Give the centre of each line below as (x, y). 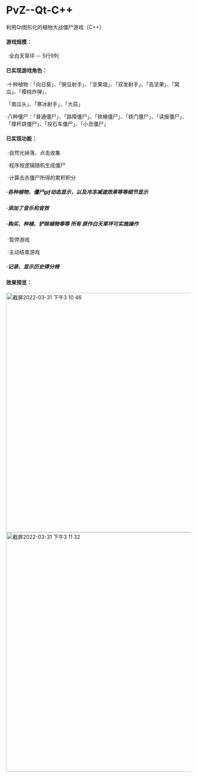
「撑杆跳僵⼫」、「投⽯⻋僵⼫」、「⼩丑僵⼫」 (57, 124)
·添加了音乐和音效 (28, 208)
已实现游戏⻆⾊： (27, 70)
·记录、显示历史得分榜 (33, 267)
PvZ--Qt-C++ (40, 10)
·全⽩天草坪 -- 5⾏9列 (33, 56)
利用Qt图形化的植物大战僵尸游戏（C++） (55, 27)
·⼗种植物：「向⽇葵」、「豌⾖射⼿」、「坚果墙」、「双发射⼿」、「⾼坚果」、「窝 (93, 84)
